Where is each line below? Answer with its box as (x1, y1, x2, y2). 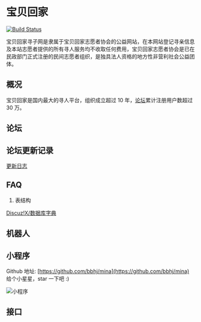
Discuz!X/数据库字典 (6, 209, 57, 216)
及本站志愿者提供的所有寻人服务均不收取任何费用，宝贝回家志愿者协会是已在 (6, 45, 195, 53)
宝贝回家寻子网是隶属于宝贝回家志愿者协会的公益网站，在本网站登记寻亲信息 (6, 38, 195, 45)
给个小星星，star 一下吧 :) (6, 275, 70, 282)
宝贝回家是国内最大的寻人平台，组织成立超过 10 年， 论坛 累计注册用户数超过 (6, 96, 193, 103)
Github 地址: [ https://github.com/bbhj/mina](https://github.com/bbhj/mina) (6, 267, 190, 275)
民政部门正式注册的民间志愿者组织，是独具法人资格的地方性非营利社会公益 (6, 53, 190, 60)
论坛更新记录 (6, 145, 54, 155)
